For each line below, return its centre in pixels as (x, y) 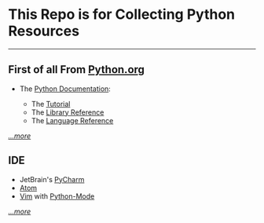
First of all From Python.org (77, 69)
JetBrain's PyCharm (52, 179)
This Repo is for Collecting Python (122, 15)
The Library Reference (68, 112)
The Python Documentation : (65, 89)
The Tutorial (51, 104)
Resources (44, 31)
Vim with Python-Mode (57, 196)
